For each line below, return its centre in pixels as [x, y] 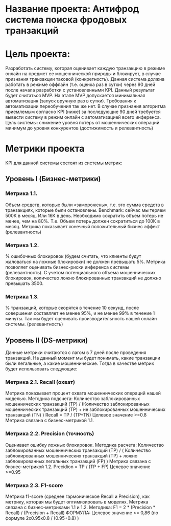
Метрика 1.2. [22, 245]
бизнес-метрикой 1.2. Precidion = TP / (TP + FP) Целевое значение [78, 467]
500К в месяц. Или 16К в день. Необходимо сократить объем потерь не [84, 215]
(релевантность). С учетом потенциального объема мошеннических [80, 273]
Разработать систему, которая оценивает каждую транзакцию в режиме [85, 68]
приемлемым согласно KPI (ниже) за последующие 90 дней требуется [83, 112]
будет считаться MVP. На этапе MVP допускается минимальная [75, 96]
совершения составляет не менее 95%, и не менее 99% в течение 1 [80, 313]
